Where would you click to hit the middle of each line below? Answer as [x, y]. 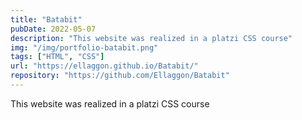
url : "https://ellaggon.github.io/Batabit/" [104, 66]
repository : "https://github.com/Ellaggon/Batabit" [120, 76]
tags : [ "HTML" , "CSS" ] [57, 57]
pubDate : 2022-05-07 [53, 29]
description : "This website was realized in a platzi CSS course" [151, 38]
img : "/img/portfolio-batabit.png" [84, 47]
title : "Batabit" [46, 19]
